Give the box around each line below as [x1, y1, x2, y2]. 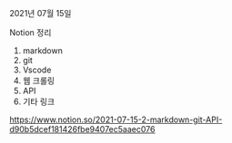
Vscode [22, 64, 52, 75]
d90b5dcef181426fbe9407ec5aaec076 [9, 124, 156, 134]
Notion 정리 [9, 27, 52, 38]
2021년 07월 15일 [9, 8, 72, 18]
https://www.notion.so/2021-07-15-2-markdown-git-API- [9, 114, 223, 125]
